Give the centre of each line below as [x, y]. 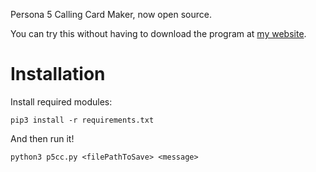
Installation [58, 74]
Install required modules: [61, 101]
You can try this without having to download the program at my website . [158, 33]
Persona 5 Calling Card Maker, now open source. [111, 14]
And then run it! [42, 138]
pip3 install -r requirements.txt [82, 120]
